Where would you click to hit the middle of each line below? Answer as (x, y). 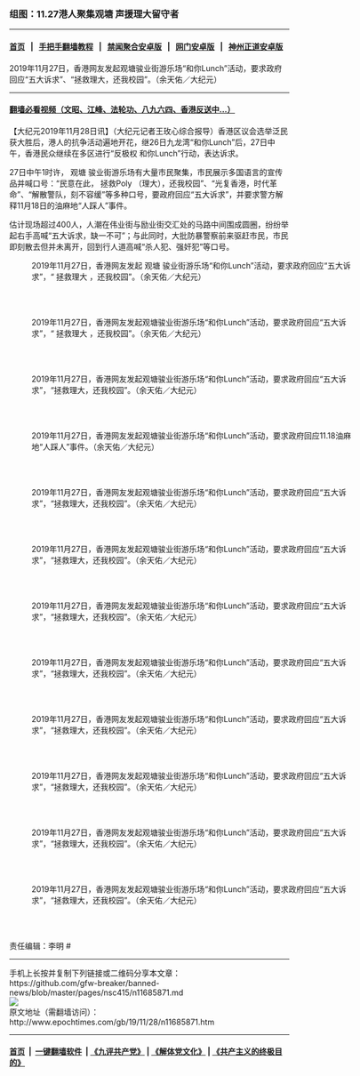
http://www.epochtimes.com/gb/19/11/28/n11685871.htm (112, 1022)
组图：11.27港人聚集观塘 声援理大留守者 (94, 13)
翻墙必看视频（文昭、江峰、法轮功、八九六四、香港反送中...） (122, 109)
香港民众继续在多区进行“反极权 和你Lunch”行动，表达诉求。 (134, 153)
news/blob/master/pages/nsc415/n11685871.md (96, 992)
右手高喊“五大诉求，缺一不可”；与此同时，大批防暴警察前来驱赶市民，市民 (152, 235)
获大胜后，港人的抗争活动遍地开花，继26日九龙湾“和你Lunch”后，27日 (139, 142)
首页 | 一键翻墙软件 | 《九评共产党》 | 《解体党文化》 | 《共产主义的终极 (142, 1052)
